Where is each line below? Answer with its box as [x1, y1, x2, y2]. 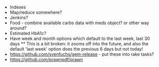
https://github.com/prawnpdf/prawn [9, 57, 83, 62]
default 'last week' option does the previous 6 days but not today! [9, 46, 143, 52]
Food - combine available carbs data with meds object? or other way [9, 20, 149, 26]
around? [9, 25, 27, 31]
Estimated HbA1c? [9, 31, 47, 36]
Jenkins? [9, 15, 29, 20]
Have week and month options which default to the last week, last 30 [9, 35, 150, 41]
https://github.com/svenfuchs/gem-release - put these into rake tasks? [9, 51, 154, 57]
